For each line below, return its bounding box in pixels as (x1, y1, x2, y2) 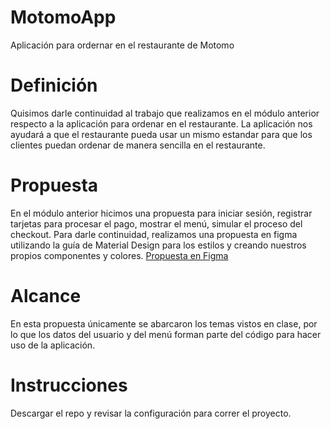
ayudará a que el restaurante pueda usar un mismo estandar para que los (10, 128, 313, 140)
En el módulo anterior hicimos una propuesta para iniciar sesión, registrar (10, 207, 313, 219)
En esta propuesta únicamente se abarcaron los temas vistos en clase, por (10, 317, 318, 330)
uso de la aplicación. (10, 339, 96, 351)
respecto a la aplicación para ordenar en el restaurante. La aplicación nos (10, 117, 313, 130)
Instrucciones (10, 374, 128, 396)
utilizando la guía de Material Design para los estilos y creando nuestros (10, 239, 307, 251)
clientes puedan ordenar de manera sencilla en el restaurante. (10, 139, 266, 151)
